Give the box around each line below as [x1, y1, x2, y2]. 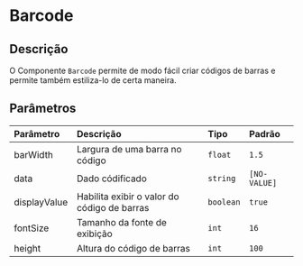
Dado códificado [76, 172, 147, 185]
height [14, 242, 41, 254]
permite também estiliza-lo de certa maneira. [9, 75, 178, 86]
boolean [207, 197, 241, 207]
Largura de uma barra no [76, 142, 182, 155]
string [207, 173, 236, 183]
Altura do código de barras [76, 242, 191, 254]
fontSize [14, 222, 50, 234]
